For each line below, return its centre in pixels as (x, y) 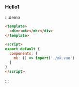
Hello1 (12, 7)
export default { (23, 49)
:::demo (13, 18)
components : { (24, 53)
